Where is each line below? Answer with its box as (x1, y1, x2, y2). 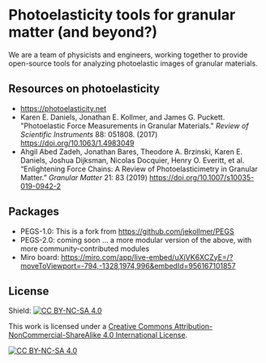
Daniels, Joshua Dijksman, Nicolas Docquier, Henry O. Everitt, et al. (19, 155, 245, 165)
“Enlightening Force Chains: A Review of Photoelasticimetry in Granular (19, 164, 258, 174)
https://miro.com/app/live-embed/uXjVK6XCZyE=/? (60, 252, 234, 261)
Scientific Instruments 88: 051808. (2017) (19, 129, 158, 139)
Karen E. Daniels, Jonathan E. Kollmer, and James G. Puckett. (19, 112, 225, 122)
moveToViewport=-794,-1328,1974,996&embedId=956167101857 (19, 261, 237, 270)
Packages (8, 205, 59, 218)
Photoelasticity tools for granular (8, 6, 236, 24)
